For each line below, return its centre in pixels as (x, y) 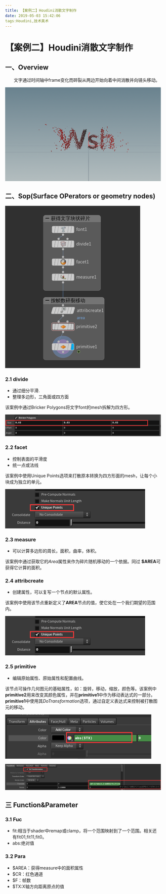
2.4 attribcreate (24, 580)
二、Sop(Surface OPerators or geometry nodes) (80, 196)
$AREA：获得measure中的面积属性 (48, 868)
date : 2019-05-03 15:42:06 (33, 16)
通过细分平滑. (26, 390)
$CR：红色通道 (28, 874)
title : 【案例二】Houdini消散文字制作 (41, 10)
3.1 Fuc (14, 819)
